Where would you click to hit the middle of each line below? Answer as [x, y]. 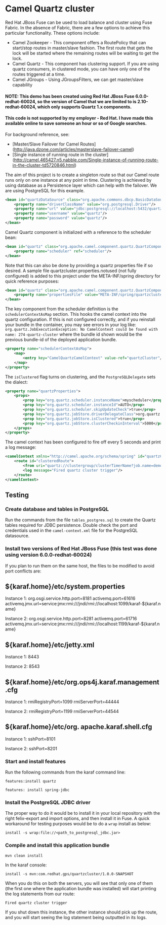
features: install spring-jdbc [37, 790]
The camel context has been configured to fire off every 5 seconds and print [83, 442]
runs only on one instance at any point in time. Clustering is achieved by [78, 180]
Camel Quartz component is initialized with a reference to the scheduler [78, 232]
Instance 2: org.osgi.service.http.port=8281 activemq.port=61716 [71, 619]
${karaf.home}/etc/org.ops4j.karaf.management [82, 682]
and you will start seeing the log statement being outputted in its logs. [76, 917]
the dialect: [17, 382]
